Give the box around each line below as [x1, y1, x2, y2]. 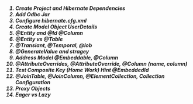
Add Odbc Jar [15, 10, 50, 17]
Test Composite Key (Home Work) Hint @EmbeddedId [15, 66, 149, 73]
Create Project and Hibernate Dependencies [15, 5, 126, 12]
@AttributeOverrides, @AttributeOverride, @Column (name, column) [15, 60, 188, 67]
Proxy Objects [15, 85, 51, 92]
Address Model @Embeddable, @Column [15, 54, 119, 61]
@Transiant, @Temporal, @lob [15, 41, 92, 49]
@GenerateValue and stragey [15, 48, 89, 55]
